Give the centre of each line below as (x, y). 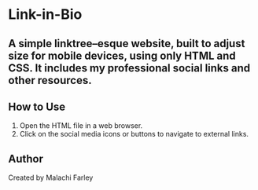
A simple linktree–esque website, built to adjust (127, 44)
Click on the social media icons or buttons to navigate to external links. (134, 134)
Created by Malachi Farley (51, 177)
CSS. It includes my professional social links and (129, 68)
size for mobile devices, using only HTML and (122, 55)
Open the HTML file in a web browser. (81, 126)
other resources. (50, 80)
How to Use (37, 106)
